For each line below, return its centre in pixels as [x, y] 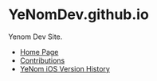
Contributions [42, 60]
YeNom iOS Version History [65, 68]
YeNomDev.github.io [78, 15]
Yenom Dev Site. [35, 37]
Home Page [39, 52]
